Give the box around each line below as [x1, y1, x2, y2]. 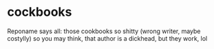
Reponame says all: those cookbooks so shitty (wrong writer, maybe [7, 27, 201, 35]
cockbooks [7, 4, 72, 20]
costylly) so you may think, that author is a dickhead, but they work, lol [7, 34, 208, 42]
